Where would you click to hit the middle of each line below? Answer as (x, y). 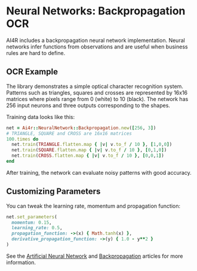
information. (21, 262)
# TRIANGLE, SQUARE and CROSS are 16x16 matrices (69, 133)
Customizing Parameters (53, 192)
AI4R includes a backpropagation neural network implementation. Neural (96, 40)
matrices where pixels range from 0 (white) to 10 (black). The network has (97, 99)
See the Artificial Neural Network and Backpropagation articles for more (95, 256)
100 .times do (22, 139)
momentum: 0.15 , (32, 223)
